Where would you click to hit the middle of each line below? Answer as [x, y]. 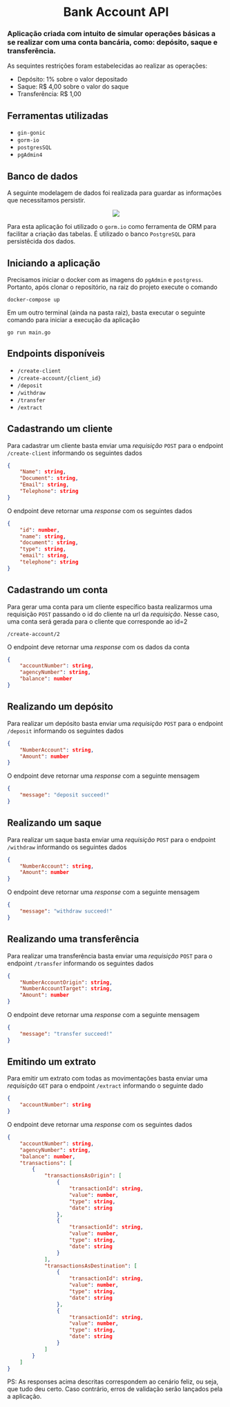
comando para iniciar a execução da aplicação [74, 319]
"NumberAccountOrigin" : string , [66, 982]
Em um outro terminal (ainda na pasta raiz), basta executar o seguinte [106, 313]
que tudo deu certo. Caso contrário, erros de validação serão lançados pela [115, 1389]
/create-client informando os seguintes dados [75, 453]
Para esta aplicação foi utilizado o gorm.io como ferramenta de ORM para [112, 227]
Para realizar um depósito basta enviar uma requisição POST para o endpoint [115, 723]
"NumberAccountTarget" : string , [66, 989]
